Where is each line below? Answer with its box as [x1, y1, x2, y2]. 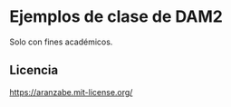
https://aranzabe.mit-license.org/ [9, 86, 133, 97]
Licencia [9, 63, 59, 78]
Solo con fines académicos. [9, 36, 113, 47]
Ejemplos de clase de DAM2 [9, 6, 224, 27]
